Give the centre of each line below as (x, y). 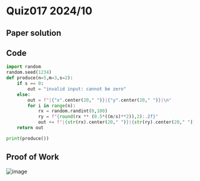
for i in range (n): (52, 105)
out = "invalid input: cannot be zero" (77, 89)
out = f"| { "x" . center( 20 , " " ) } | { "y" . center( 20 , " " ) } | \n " (100, 100)
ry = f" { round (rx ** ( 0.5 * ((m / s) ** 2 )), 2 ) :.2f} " (98, 117)
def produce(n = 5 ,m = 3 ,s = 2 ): (40, 78)
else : (24, 94)
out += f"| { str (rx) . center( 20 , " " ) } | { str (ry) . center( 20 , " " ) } (117, 122)
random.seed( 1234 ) (29, 73)
